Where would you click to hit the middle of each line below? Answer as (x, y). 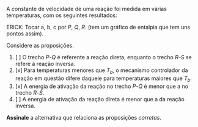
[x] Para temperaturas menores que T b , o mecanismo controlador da (101, 71)
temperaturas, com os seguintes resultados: (62, 15)
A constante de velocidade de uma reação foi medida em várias (86, 9)
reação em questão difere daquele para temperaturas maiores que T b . (104, 79)
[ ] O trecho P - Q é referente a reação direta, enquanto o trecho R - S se (104, 57)
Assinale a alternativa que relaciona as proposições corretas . (84, 117)
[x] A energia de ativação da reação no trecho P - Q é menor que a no (101, 86)
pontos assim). (25, 34)
